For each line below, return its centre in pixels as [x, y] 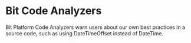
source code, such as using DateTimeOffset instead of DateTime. [84, 33]
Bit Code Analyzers [54, 11]
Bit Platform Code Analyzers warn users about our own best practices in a [95, 27]
